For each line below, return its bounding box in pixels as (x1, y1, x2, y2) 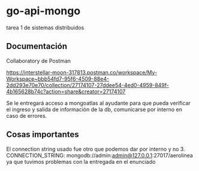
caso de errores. (6, 112, 47, 119)
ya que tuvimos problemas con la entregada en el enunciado (6, 158, 156, 165)
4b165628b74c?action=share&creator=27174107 (6, 88, 126, 95)
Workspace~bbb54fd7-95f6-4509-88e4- (6, 75, 110, 82)
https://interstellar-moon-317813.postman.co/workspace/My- (6, 69, 158, 76)
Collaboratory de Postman (6, 57, 71, 64)
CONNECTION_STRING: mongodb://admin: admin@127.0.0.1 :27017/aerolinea (6, 151, 193, 159)
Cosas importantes (6, 130, 79, 140)
